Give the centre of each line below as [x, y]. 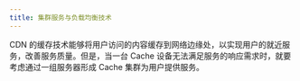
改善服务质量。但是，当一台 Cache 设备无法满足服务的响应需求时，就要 [158, 56]
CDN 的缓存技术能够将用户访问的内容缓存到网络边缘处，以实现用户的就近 [146, 44]
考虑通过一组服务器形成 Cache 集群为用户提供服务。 [107, 67]
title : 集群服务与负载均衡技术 [61, 18]
